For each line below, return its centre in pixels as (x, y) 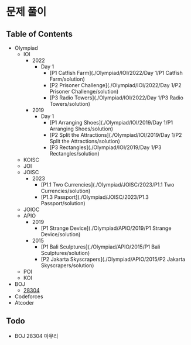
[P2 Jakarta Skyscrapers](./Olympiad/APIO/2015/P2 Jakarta (113, 259)
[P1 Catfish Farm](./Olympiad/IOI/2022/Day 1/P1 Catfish (116, 73)
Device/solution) (61, 234)
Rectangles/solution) (74, 153)
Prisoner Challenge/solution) (84, 92)
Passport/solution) (63, 203)
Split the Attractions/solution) (85, 141)
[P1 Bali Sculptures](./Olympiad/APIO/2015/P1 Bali (100, 247)
